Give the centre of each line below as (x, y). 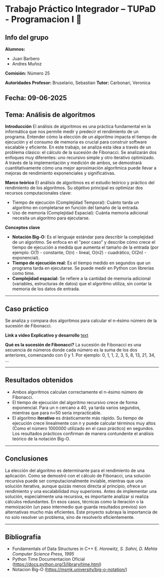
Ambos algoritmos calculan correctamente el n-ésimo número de (78, 392)
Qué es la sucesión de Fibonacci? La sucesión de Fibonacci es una (73, 345)
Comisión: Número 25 (28, 73)
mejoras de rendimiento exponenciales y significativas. (60, 173)
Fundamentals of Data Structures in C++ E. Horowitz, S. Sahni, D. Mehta (85, 549)
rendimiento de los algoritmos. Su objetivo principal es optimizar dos (74, 188)
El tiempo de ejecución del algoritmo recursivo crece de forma (75, 402)
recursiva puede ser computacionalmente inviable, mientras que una (74, 481)
